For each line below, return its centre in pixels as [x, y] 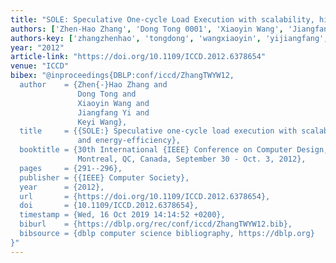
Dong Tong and [107, 94]
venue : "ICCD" [40, 66]
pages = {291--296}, [71, 168]
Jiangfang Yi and [113, 112]
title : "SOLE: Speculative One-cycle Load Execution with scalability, [162, 19]
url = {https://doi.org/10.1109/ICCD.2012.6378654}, [145, 196]
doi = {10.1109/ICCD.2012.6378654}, [109, 206]
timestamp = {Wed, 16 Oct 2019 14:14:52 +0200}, [122, 215]
